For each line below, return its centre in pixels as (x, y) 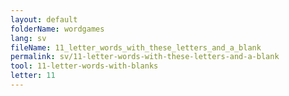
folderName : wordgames (57, 29)
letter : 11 (33, 76)
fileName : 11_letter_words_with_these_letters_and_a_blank (136, 47)
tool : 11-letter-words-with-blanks (84, 66)
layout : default (44, 19)
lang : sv (28, 38)
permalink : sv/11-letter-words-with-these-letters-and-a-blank (145, 57)
